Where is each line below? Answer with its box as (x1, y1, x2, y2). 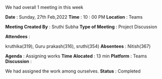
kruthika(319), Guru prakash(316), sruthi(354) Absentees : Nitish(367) (5, 43, 151, 49)
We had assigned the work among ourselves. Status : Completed (5, 68, 141, 74)
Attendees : (5, 34, 30, 39)
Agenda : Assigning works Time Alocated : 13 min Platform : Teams (5, 53, 147, 59)
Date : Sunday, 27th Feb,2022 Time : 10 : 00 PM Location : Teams (5, 14, 143, 20)
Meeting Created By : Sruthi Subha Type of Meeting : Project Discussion (5, 24, 157, 30)
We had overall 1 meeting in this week (5, 5, 83, 10)
